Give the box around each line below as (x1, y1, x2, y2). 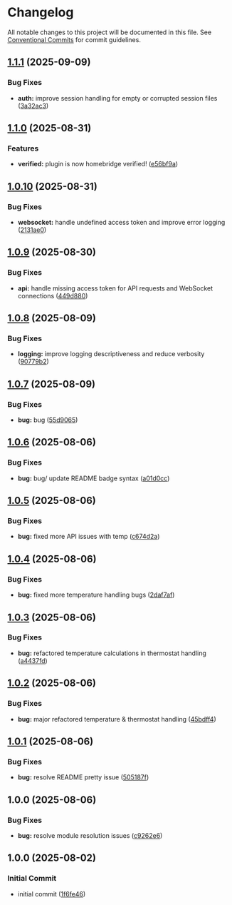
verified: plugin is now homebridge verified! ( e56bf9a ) (17, 160, 179, 168)
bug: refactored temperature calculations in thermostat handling (17, 649, 206, 657)
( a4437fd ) (17, 656, 48, 664)
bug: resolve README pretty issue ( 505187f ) (17, 773, 149, 782)
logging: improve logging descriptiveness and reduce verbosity (17, 350, 205, 358)
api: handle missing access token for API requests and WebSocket (17, 283, 213, 293)
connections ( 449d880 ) (17, 291, 88, 300)
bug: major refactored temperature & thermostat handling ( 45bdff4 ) (17, 714, 217, 723)
